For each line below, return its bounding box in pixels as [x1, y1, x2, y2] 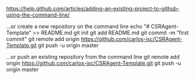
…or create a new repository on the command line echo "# [6, 23, 150, 30]
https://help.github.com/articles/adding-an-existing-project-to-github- [6, 5, 180, 12]
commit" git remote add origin [6, 36, 80, 42]
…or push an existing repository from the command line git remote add [6, 53, 180, 60]
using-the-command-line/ [6, 11, 70, 18]
